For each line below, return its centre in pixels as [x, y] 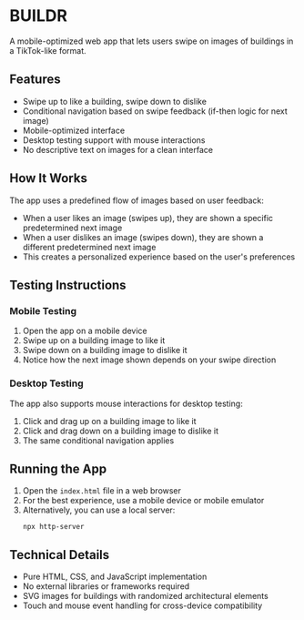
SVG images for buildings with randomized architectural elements [145, 596]
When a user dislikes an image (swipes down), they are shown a [143, 237]
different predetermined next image [89, 247]
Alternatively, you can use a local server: [99, 510]
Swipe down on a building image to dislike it [105, 351]
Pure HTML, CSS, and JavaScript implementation [115, 577]
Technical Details [60, 555]
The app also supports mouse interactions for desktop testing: [126, 403]
